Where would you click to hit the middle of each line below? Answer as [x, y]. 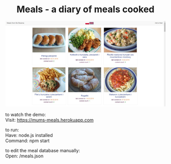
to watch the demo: [26, 115]
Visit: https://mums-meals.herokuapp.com [50, 120]
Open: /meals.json [24, 156]
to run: [12, 130]
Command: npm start [27, 141]
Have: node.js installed [29, 135]
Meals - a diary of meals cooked [85, 9]
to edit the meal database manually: [43, 151]
